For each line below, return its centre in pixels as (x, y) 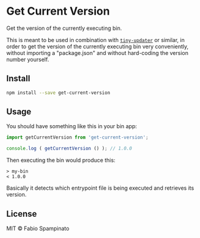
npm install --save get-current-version (59, 93)
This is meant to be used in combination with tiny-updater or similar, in (95, 40)
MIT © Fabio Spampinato (38, 228)
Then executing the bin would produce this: (61, 160)
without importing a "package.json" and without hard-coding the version (98, 52)
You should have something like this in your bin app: (72, 126)
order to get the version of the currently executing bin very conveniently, (98, 46)
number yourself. (28, 59)
